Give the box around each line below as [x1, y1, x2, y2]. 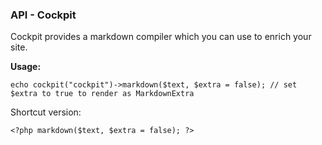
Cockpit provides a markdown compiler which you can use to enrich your [10, 31, 312, 43]
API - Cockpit [10, 8, 77, 22]
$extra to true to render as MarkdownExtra [10, 89, 195, 99]
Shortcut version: [10, 106, 82, 118]
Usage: [10, 61, 42, 73]
